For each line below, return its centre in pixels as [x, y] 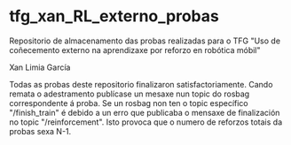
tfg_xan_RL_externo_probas [114, 16]
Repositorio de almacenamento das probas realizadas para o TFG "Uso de [145, 41]
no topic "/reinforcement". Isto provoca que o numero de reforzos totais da [146, 122]
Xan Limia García [40, 67]
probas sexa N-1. [40, 131]
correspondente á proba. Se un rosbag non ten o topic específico [129, 103]
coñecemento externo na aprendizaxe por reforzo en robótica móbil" [135, 50]
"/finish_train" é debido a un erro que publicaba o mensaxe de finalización [145, 112]
